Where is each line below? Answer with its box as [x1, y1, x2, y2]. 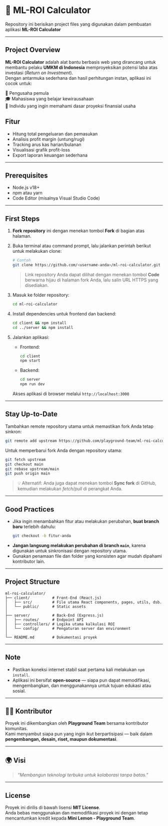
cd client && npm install [12, 320, 66, 325]
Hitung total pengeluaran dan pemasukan [12, 130, 98, 137]
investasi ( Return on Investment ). [5, 70, 73, 76]
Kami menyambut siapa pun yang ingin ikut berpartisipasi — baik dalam [5, 731, 152, 737]
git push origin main [5, 471, 50, 476]
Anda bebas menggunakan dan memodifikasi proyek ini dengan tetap [5, 810, 148, 815]
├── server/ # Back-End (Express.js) [5, 613, 104, 618]
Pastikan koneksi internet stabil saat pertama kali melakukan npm [12, 667, 145, 673]
